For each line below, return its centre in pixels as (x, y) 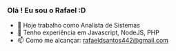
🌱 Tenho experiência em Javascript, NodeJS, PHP (88, 32)
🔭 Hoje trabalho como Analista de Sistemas (78, 25)
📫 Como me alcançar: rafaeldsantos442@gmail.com (93, 41)
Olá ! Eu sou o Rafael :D (47, 10)
